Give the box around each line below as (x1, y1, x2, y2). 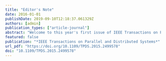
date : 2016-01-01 (5, 12, 41, 17)
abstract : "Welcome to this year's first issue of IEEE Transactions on (5, 30, 158, 35)
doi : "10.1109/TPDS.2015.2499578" (5, 48, 77, 53)
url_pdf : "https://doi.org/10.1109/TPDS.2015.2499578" (5, 44, 121, 49)
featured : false (5, 35, 39, 40)
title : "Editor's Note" (5, 7, 54, 12)
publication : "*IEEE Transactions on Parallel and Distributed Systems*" (5, 39, 161, 44)
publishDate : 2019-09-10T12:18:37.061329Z (5, 16, 94, 21)
